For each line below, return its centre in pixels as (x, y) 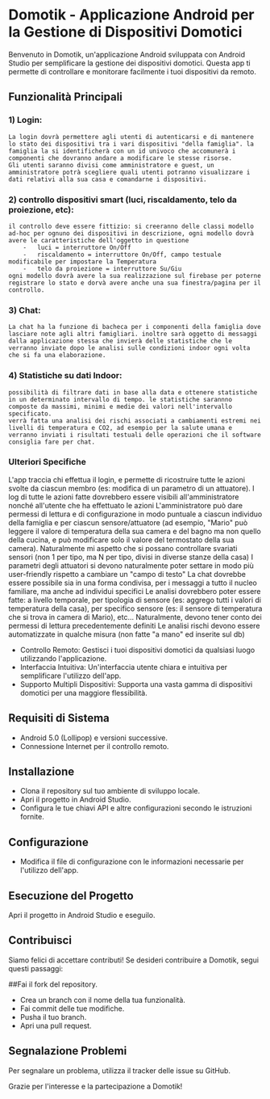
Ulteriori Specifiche (47, 462)
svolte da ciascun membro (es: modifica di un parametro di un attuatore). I (131, 488)
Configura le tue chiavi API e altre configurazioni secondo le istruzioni (136, 808)
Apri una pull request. (56, 1025)
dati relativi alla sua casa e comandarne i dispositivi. (108, 179)
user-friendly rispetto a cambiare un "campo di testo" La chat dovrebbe (127, 574)
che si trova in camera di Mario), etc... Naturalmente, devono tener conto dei (135, 617)
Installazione (42, 772)
